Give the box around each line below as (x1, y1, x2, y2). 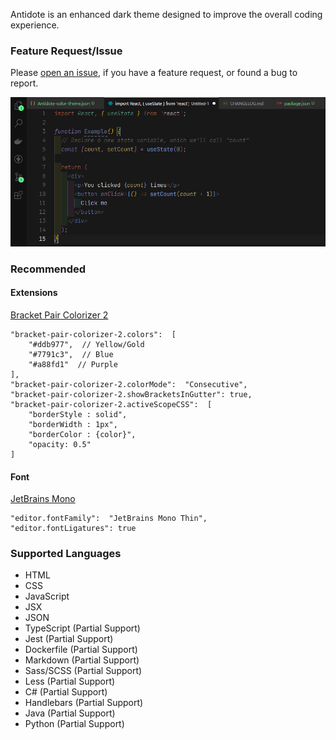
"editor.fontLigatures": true (10, 524, 137, 534)
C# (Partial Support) (24, 686, 108, 698)
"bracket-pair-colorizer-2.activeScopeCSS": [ (10, 399, 213, 409)
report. (10, 77, 39, 89)
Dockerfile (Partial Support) (24, 644, 138, 656)
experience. (10, 19, 60, 31)
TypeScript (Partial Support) (24, 622, 141, 634)
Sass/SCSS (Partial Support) (24, 665, 143, 677)
